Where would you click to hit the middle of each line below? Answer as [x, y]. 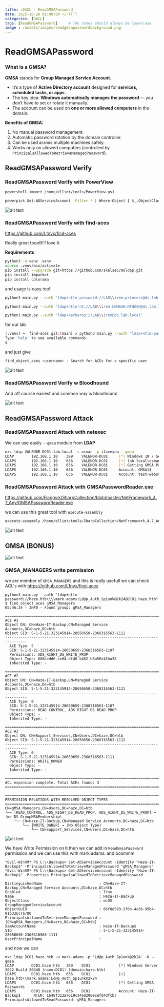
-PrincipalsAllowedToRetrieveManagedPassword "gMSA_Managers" [89, 866]
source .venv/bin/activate [32, 266]
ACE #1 [12, 621]
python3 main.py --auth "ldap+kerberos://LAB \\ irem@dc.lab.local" [74, 315]
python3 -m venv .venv [28, 262]
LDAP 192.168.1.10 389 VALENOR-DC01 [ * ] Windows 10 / [79, 456]
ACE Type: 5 [22, 646]
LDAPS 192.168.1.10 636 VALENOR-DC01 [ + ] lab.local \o [78, 461]
